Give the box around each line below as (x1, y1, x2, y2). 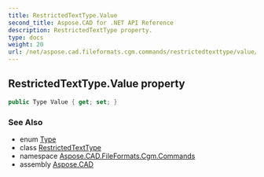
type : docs (8, 33, 44, 42)
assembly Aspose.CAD (19, 159, 94, 169)
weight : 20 (8, 41, 44, 49)
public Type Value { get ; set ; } (8, 98, 118, 106)
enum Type (19, 135, 57, 144)
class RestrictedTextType (19, 142, 102, 152)
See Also (8, 116, 43, 127)
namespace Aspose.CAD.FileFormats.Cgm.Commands (19, 151, 196, 160)
